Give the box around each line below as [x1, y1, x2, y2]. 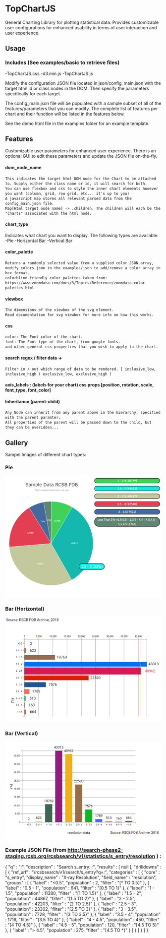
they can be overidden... [5, 425, 58, 430]
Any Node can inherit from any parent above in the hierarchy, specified [5, 410, 161, 415]
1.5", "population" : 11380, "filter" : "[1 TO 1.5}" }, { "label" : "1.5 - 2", [5, 890, 142, 896]
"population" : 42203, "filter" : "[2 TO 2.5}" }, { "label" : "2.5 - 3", [5, 901, 137, 907]
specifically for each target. [5, 90, 61, 97]
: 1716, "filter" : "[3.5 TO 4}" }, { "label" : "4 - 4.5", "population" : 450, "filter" [5, 916, 160, 923]
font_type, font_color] [5, 387, 51, 393]
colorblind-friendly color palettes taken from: [5, 276, 108, 281]
